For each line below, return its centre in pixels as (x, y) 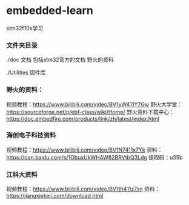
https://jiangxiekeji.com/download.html (55, 196)
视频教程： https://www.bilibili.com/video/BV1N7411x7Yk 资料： (85, 150)
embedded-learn (50, 11)
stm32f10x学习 (25, 28)
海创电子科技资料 (31, 135)
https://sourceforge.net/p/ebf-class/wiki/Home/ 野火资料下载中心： (90, 112)
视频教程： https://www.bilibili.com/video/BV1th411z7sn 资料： (83, 189)
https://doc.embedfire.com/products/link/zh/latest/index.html (83, 118)
